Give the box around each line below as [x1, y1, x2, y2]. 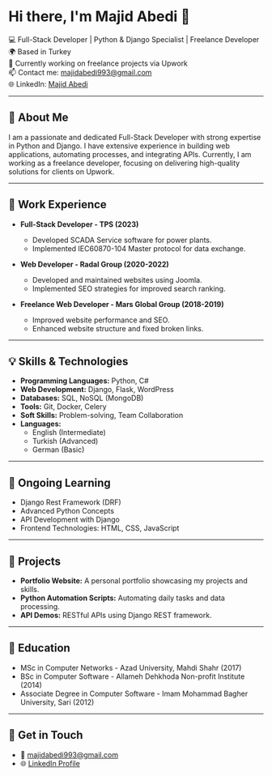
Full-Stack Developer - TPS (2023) [19, 219, 139, 229]
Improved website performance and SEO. [32, 315, 170, 325]
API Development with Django [19, 514, 120, 525]
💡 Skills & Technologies [8, 354, 129, 368]
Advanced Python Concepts [19, 506, 115, 516]
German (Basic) [32, 445, 85, 454]
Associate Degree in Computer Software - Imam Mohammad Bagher [19, 689, 249, 698]
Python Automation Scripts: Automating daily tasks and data [19, 593, 225, 603]
